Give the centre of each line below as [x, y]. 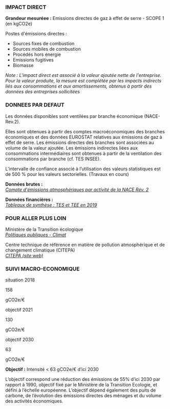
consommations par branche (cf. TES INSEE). [53, 159]
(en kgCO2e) [19, 24]
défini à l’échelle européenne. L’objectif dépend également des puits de [81, 390]
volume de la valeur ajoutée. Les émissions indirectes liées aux [72, 148]
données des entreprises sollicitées [43, 92]
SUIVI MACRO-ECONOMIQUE [43, 269]
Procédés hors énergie [37, 54]
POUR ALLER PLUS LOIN [36, 218]
